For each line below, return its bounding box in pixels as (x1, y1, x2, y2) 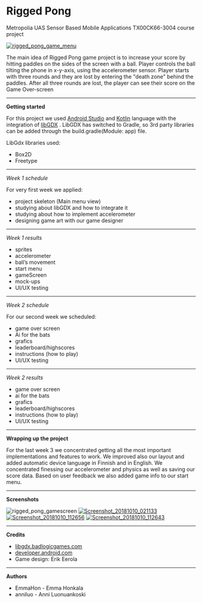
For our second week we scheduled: (6, 313, 97, 320)
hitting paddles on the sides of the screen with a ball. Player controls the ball (6, 60, 195, 67)
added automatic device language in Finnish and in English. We (6, 459, 163, 467)
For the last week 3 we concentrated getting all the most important (6, 446, 171, 453)
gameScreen (14, 271, 47, 278)
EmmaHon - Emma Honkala (14, 584, 84, 592)
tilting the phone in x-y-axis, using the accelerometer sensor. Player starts (6, 66, 189, 73)
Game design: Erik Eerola (14, 555, 78, 563)
